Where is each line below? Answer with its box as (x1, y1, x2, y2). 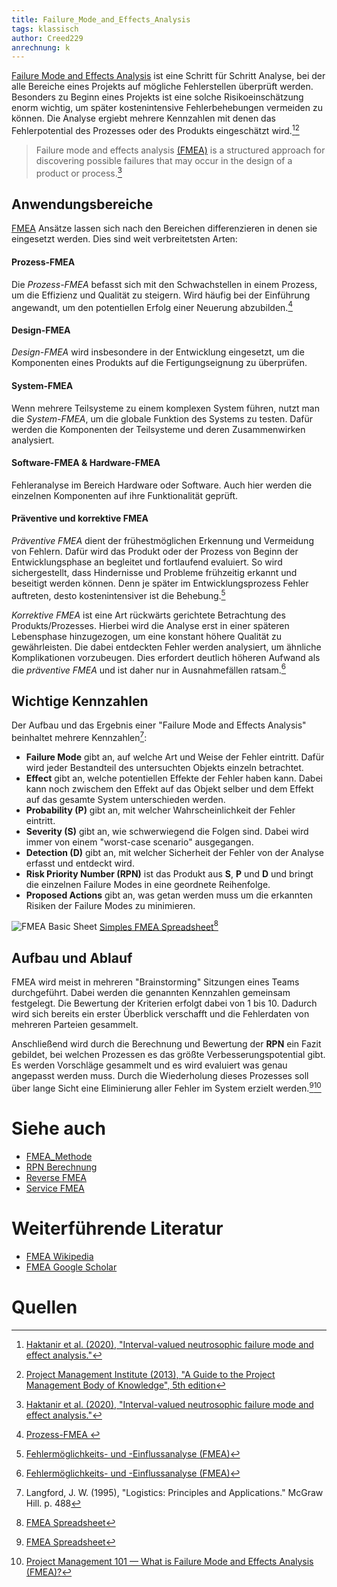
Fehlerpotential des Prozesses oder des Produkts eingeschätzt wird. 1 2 (11, 123, 300, 136)
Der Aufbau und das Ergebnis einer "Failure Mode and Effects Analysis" (11, 719, 307, 731)
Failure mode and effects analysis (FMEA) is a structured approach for (35, 144, 326, 156)
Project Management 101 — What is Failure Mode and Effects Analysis (25, 1555, 314, 1567)
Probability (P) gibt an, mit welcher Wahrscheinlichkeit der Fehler (25, 804, 296, 816)
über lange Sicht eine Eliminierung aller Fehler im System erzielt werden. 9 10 (11, 1081, 322, 1094)
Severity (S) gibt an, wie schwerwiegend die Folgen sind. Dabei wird (25, 825, 309, 837)
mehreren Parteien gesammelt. (11, 1019, 139, 1031)
